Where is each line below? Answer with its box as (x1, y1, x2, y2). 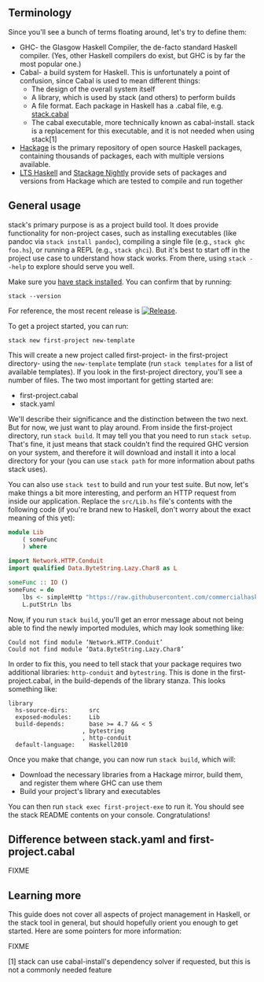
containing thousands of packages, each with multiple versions (19, 151, 225, 161)
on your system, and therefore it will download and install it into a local (8, 448, 236, 457)
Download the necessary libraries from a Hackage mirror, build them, (19, 770, 244, 779)
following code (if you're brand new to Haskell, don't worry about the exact (8, 504, 251, 514)
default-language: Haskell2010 (15, 740, 128, 748)
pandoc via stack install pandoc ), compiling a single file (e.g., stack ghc (8, 236, 246, 246)
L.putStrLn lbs (22, 600, 72, 608)
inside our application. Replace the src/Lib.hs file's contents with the (8, 496, 233, 506)
